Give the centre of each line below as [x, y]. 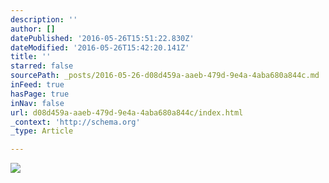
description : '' [44, 19]
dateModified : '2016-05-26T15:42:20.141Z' [100, 47]
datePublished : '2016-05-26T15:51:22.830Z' [102, 38]
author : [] [33, 29]
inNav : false [37, 103]
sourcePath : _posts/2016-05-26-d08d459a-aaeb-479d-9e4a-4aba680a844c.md [165, 76]
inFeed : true [37, 85]
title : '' [31, 57]
